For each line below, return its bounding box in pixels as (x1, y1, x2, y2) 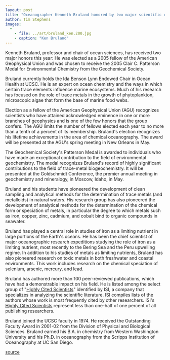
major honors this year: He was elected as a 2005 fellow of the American (5, 55, 157, 61)
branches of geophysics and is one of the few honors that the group (5, 118, 148, 124)
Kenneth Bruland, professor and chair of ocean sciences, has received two (5, 49, 161, 56)
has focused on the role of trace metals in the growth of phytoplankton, (5, 92, 154, 98)
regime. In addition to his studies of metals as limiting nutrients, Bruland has (5, 249, 163, 256)
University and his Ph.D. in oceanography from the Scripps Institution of (5, 334, 155, 340)
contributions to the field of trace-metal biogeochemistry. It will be (5, 165, 144, 171)
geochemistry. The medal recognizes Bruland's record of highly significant (5, 160, 161, 166)
